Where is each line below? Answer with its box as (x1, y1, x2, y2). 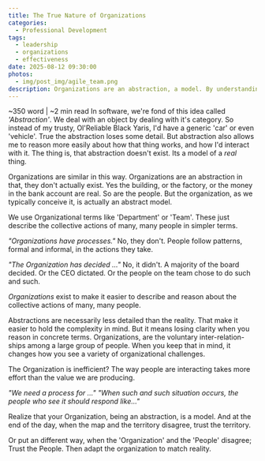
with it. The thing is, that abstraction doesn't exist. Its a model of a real (8, 148, 237, 158)
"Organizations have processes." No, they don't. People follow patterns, (8, 236, 243, 245)
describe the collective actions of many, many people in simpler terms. (8, 221, 238, 230)
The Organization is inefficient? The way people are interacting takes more (8, 365, 251, 374)
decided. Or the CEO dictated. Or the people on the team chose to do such (8, 268, 251, 278)
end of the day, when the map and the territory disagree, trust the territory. (8, 420, 251, 430)
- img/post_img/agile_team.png (15, 77, 118, 85)
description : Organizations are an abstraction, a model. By (8, 84, 214, 93)
